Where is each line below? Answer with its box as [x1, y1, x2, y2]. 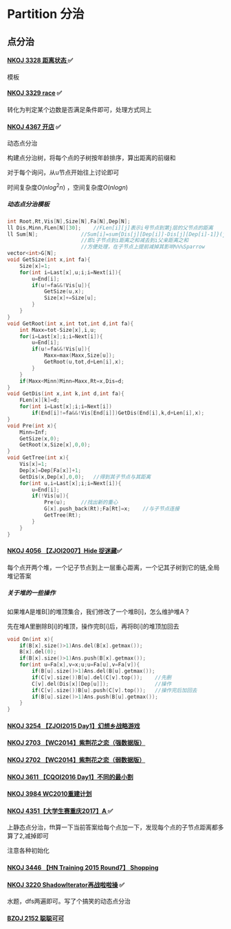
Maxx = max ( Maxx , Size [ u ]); [43, 352, 115, 359]
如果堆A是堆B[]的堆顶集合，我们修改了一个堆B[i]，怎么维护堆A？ [7, 607, 190, 616]
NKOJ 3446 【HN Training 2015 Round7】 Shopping [7, 864, 159, 871]
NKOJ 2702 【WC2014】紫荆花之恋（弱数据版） [7, 756, 146, 764]
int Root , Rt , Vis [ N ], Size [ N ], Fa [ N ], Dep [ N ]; [7, 218, 131, 225]
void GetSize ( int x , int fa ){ [7, 256, 91, 263]
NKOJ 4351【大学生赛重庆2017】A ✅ [7, 807, 113, 815]
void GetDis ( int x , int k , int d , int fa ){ [7, 390, 125, 397]
